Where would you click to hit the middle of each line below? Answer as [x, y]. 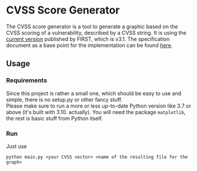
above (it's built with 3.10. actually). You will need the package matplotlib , [96, 112]
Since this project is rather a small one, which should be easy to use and [94, 93]
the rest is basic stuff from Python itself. [54, 118]
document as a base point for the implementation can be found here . [89, 45]
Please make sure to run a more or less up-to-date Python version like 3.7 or [98, 106]
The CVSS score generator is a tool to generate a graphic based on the [92, 26]
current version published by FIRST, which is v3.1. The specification [88, 39]
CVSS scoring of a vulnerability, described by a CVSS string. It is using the [96, 32]
